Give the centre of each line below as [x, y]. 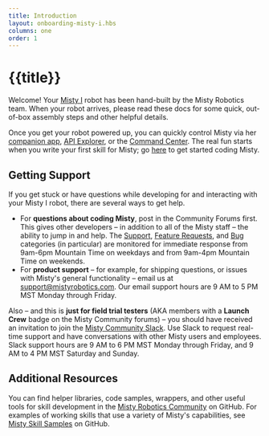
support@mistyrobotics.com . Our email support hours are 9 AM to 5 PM [139, 287]
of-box [19, 117]
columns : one [30, 31]
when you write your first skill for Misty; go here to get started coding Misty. [134, 150]
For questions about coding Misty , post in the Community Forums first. [139, 218]
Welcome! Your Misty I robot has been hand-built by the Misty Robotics [126, 100]
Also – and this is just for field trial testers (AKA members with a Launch [129, 311]
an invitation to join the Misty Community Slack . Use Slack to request [122, 328]
